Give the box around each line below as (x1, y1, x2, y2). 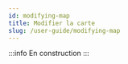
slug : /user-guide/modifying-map (8, 26, 121, 34)
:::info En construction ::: (8, 49, 90, 58)
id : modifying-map (8, 11, 70, 20)
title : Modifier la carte (8, 19, 95, 27)
